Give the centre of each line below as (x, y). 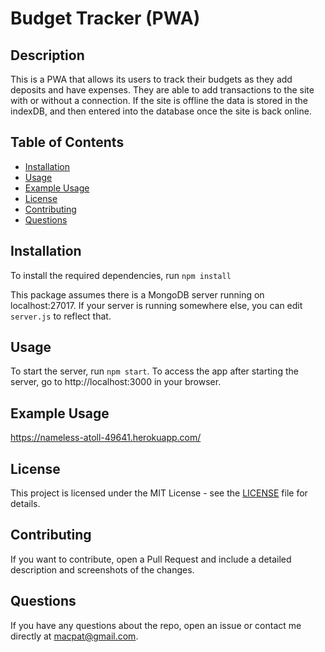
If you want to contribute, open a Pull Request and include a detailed (151, 559)
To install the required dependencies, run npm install (121, 275)
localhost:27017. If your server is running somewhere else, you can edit (156, 305)
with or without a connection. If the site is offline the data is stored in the (159, 100)
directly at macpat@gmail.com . (74, 636)
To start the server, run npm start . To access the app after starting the (154, 371)
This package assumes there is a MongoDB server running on (137, 294)
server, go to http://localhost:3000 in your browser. (116, 382)
